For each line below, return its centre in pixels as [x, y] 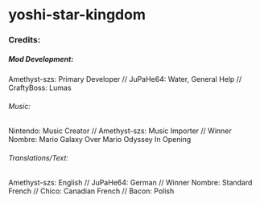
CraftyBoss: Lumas [40, 88]
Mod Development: [41, 59]
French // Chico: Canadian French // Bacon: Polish [91, 191]
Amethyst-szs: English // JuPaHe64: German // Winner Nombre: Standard [130, 183]
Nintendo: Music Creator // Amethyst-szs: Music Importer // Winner [120, 131]
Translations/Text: [38, 157]
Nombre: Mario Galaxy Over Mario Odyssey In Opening [100, 140]
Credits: [25, 40]
